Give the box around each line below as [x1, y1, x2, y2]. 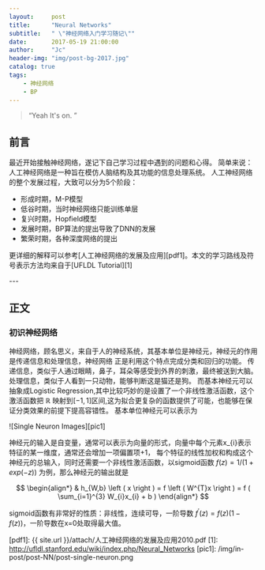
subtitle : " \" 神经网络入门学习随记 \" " [9, 29, 136, 37]
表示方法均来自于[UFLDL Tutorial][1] [15, 261, 132, 270]
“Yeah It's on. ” [28, 111, 77, 120]
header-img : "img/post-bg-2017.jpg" [9, 55, 129, 62]
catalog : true [9, 63, 56, 71]
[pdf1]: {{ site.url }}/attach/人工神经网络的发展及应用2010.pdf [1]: [9, 534, 218, 545]
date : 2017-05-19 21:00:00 [9, 38, 119, 46]
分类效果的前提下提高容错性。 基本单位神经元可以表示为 [15, 406, 198, 415]
